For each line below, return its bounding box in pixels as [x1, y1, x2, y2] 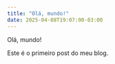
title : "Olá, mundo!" [7, 10, 70, 17]
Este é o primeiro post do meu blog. [7, 49, 109, 57]
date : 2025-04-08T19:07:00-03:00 [7, 17, 103, 23]
